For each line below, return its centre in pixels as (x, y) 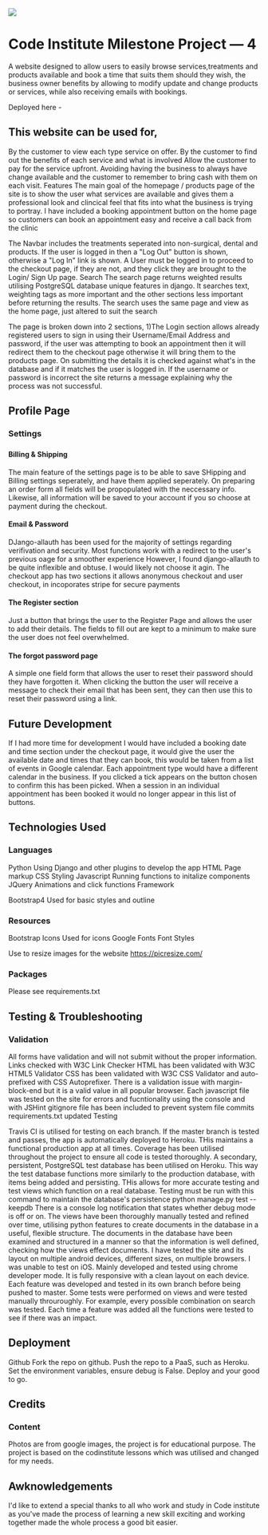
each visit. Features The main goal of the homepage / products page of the (132, 185)
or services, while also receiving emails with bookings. (98, 92)
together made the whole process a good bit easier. (93, 1522)
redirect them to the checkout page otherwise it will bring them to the (122, 352)
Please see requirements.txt (54, 992)
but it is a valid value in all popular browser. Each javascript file (146, 1090)
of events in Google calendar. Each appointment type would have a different (133, 768)
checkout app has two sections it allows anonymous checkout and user (126, 576)
